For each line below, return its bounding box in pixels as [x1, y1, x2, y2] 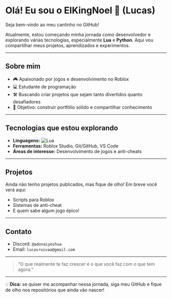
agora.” [17, 266, 34, 273]
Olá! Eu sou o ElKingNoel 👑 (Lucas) [5, 5, 156, 16]
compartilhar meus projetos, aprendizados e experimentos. [5, 42, 131, 48]
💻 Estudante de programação [12, 83, 76, 90]
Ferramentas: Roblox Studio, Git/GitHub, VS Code [12, 143, 119, 149]
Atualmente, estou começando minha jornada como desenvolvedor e [5, 31, 151, 37]
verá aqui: [5, 187, 27, 193]
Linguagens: [12, 137, 40, 143]
